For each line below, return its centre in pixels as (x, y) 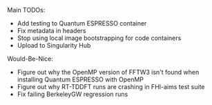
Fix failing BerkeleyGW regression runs (73, 94)
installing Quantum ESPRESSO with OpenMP (80, 79)
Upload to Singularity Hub (54, 45)
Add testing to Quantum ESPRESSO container (82, 23)
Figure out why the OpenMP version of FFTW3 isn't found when (108, 72)
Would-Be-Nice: (30, 59)
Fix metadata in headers (51, 31)
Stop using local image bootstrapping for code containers (99, 38)
